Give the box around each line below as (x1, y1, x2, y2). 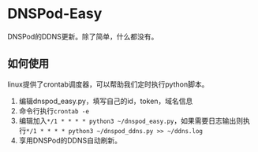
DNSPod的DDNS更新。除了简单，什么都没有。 (7, 32, 159, 41)
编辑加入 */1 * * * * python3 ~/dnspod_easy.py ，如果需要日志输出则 (18, 116, 244, 125)
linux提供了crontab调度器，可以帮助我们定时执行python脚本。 (7, 80, 209, 89)
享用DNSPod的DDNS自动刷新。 (18, 135, 122, 145)
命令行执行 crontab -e (18, 106, 90, 115)
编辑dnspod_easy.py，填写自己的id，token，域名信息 (18, 96, 193, 106)
